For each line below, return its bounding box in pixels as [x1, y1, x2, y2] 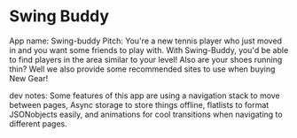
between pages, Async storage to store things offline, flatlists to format [9, 99, 270, 110]
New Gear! [9, 73, 49, 83]
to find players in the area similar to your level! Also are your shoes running [9, 54, 283, 65]
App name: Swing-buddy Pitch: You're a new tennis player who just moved [9, 35, 282, 46]
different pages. [9, 118, 68, 129]
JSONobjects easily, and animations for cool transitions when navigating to [9, 109, 283, 119]
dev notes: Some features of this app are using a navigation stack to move [9, 90, 281, 101]
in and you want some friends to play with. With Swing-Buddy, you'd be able [9, 44, 289, 55]
